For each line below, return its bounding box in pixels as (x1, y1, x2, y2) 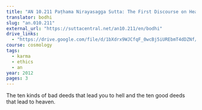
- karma (11, 53, 31, 59)
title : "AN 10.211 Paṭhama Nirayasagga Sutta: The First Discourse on (6, 8, 187, 15)
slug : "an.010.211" (6, 20, 55, 26)
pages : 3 (6, 75, 28, 81)
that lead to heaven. (6, 98, 56, 105)
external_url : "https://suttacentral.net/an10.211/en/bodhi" (6, 25, 163, 32)
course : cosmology (6, 42, 52, 48)
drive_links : (6, 31, 39, 37)
